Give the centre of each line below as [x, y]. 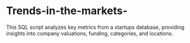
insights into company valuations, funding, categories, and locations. [90, 33]
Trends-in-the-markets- [67, 11]
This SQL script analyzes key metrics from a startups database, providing [95, 27]
